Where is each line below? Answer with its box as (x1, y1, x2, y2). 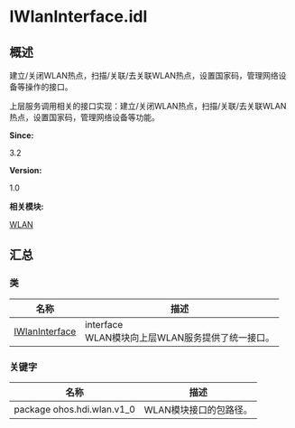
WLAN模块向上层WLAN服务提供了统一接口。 (84, 331, 275, 344)
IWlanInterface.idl (9, 6, 148, 27)
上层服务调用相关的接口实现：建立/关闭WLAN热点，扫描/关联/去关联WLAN (9, 101, 287, 111)
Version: (9, 165, 42, 175)
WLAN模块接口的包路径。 (143, 404, 253, 416)
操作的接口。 (24, 81, 73, 92)
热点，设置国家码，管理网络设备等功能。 (9, 112, 160, 123)
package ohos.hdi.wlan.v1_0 (14, 403, 135, 415)
